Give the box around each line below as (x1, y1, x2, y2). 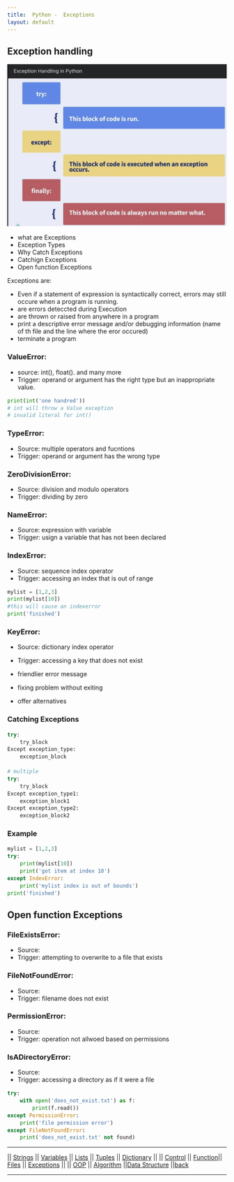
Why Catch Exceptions (17, 248, 83, 256)
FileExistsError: (7, 930, 61, 940)
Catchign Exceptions (17, 256, 77, 264)
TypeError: (7, 428, 45, 438)
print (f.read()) (32, 1104, 79, 1111)
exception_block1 (19, 797, 70, 805)
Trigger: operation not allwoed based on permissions (17, 1035, 169, 1043)
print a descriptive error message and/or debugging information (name (17, 320, 221, 328)
